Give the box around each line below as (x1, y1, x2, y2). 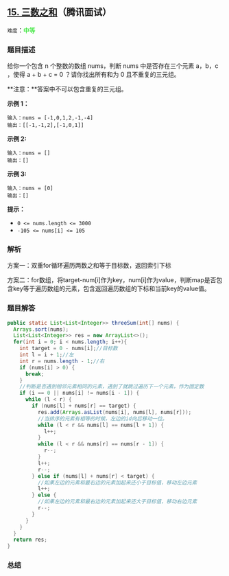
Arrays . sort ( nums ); (13, 325, 69, 333)
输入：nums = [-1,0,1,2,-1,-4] (7, 115, 94, 122)
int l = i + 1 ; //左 (19, 352, 74, 358)
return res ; (13, 536, 48, 544)
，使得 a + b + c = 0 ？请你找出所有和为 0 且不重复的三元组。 (7, 71, 180, 79)
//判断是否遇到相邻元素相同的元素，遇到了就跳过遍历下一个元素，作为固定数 (19, 383, 204, 390)
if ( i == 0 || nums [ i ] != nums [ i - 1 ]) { (19, 390, 140, 397)
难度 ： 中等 (7, 26, 36, 34)
